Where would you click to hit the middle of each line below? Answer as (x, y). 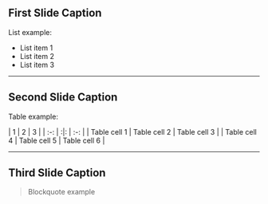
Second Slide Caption (63, 98)
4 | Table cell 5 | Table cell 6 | (57, 140)
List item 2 (37, 56)
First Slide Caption (55, 13)
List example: (30, 32)
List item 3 (37, 65)
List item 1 (36, 48)
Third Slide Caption (57, 173)
